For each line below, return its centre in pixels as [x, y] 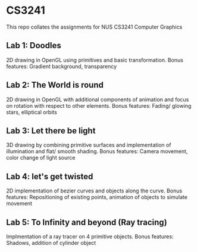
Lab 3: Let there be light [51, 131]
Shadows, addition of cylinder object [51, 243]
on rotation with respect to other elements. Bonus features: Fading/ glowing [99, 105]
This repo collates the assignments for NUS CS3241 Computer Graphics [94, 27]
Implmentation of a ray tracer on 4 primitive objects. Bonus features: [90, 237]
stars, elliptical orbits [32, 112]
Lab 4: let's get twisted [50, 176]
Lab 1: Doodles [34, 46]
